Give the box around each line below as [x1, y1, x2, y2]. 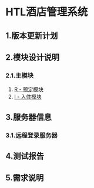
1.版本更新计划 [5, 31, 58, 41]
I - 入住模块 [14, 93, 42, 100]
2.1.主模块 [5, 71, 33, 79]
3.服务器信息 [5, 112, 52, 122]
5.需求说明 [5, 173, 44, 183]
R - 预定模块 [14, 86, 44, 93]
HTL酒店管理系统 [5, 5, 88, 19]
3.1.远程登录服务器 [5, 131, 58, 139]
